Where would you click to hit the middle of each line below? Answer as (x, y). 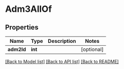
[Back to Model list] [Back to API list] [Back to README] (62, 62)
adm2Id (17, 49)
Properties (22, 27)
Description (62, 41)
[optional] (93, 49)
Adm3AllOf (29, 9)
